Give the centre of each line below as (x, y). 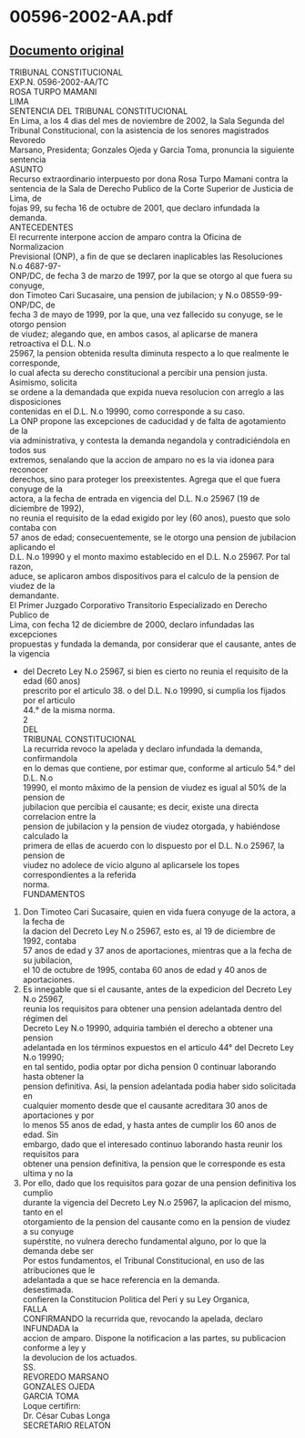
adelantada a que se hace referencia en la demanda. (121, 1280)
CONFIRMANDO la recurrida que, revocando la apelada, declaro (143, 1319)
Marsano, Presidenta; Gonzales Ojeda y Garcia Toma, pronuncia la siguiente (152, 150)
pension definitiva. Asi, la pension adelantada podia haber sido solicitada (159, 1086)
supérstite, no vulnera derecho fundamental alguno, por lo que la (144, 1241)
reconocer (29, 470)
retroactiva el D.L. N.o (50, 343)
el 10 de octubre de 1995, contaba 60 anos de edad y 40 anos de (144, 970)
